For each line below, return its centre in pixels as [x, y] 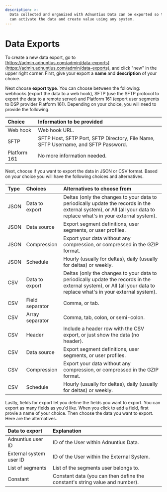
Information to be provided [70, 122]
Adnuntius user [25, 439]
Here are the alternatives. [31, 419]
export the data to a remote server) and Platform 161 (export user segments [82, 99]
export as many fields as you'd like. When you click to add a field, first [77, 408]
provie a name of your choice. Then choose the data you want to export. [79, 413]
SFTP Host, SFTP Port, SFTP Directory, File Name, [96, 139]
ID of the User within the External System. [101, 457]
